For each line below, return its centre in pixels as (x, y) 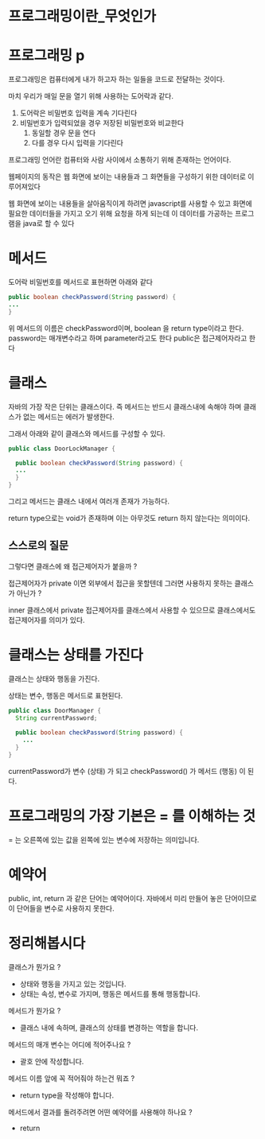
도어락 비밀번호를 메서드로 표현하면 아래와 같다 (81, 282)
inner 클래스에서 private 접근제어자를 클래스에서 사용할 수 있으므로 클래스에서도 (132, 610)
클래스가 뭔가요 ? (35, 966)
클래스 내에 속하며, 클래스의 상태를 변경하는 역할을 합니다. (109, 1028)
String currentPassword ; (57, 718)
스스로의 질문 (39, 546)
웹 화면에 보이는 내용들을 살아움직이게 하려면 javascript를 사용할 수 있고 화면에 (130, 204)
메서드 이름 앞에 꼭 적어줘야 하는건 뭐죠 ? (72, 1078)
